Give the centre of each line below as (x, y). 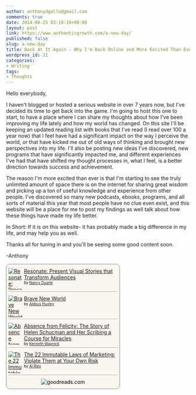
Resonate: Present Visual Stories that (69, 271)
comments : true (24, 17)
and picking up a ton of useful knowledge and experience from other (89, 191)
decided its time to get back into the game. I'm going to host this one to (92, 111)
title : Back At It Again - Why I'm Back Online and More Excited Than (94, 50)
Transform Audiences (50, 277)
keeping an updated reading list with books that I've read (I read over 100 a (96, 130)
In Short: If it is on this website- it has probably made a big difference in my (96, 227)
